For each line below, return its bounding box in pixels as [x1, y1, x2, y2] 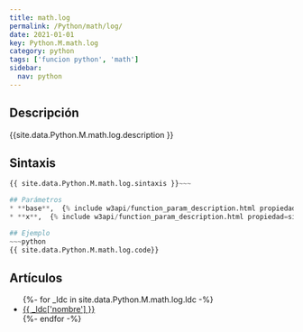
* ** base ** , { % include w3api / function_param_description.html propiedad [9, 204, 297, 213]
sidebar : [9, 64, 42, 73]
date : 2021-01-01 [9, 30, 75, 39]
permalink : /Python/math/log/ [9, 22, 124, 31]
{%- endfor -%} [22, 313, 82, 325]
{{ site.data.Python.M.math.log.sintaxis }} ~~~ [9, 180, 192, 189]
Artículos [9, 270, 63, 285]
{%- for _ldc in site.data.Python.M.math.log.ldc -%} [22, 294, 214, 305]
